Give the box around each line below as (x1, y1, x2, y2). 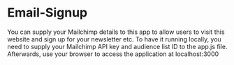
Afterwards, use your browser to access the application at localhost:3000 (7, 50, 219, 58)
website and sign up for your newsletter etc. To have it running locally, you (7, 35, 221, 43)
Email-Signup (7, 5, 88, 21)
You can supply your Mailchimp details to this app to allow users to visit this (7, 28, 225, 36)
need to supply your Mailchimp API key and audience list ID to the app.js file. (7, 42, 228, 50)
